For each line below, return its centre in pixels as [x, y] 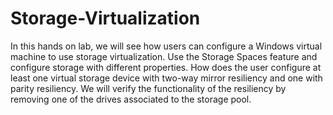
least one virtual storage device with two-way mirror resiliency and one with [166, 78]
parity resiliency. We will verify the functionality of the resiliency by [148, 88]
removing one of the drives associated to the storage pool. [131, 99]
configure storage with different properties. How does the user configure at [166, 67]
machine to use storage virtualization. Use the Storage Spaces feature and [164, 56]
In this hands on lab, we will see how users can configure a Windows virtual [166, 46]
